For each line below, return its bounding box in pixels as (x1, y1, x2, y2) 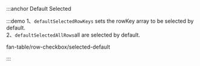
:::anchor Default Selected (6, 5, 71, 12)
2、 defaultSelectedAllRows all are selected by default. (6, 31, 140, 38)
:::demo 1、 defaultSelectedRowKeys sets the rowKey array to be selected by (6, 17, 194, 25)
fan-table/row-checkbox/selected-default (6, 43, 111, 50)
